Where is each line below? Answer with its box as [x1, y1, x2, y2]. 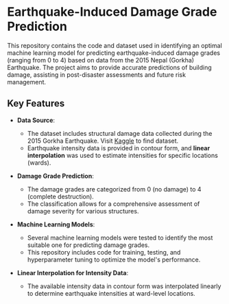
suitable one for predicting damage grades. [27, 241, 149, 249]
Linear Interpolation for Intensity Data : [16, 268, 129, 277]
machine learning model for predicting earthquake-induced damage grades [7, 49, 221, 57]
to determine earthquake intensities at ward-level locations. [27, 289, 195, 297]
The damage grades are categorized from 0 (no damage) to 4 [27, 185, 202, 193]
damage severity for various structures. [27, 207, 139, 215]
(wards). [27, 159, 51, 167]
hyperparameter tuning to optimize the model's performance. [27, 255, 201, 264]
